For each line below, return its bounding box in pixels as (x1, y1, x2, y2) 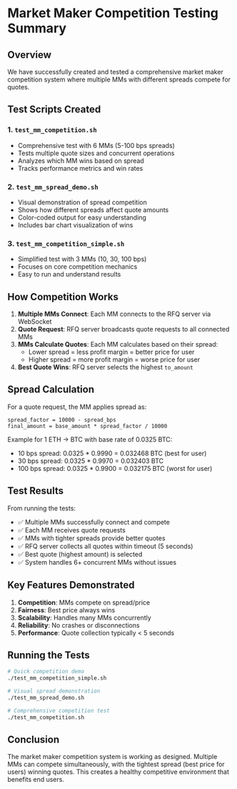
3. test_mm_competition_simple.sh (7, 238, 125, 248)
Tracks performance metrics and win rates (17, 164, 143, 172)
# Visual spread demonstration (7, 688, 101, 695)
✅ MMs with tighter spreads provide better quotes (17, 534, 166, 542)
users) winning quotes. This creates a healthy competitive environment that (7, 768, 230, 776)
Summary (7, 20, 66, 36)
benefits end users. (7, 775, 64, 784)
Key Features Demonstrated (7, 579, 135, 591)
